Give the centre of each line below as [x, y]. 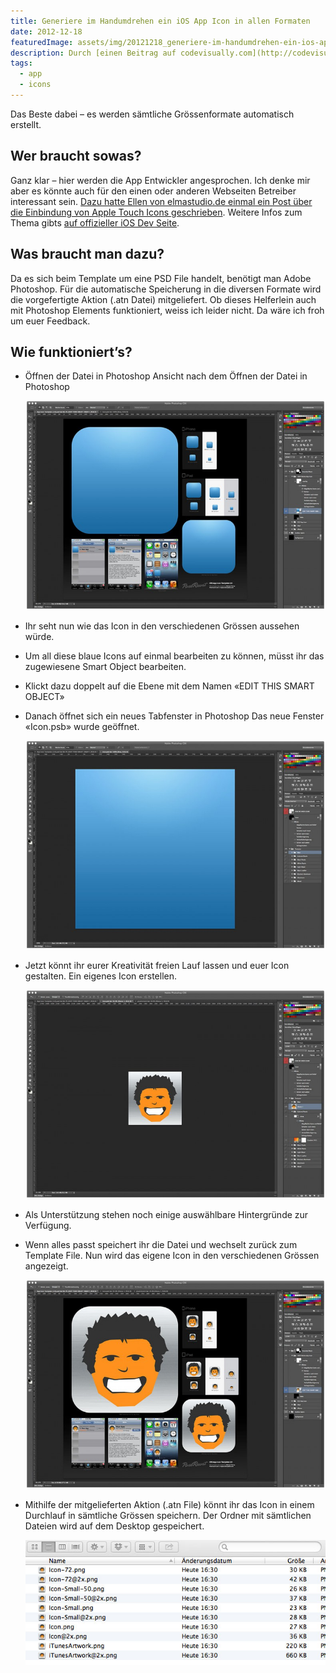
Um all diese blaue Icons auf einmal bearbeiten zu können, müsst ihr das [174, 656]
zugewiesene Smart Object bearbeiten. [105, 666]
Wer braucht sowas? [76, 156]
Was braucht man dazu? [87, 254]
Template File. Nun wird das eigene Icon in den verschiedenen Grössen [172, 1255]
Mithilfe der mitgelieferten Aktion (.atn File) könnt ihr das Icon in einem [169, 1505]
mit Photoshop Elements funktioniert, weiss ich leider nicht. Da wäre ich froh [167, 310]
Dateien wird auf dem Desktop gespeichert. [114, 1526]
